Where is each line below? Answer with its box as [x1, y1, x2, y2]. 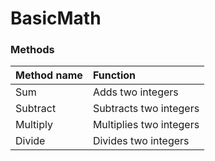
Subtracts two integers [92, 102, 200, 116]
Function [92, 68, 137, 82]
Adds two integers [92, 85, 179, 99]
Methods [10, 43, 55, 57]
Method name [15, 68, 83, 82]
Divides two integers [92, 134, 190, 148]
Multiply [15, 118, 53, 132]
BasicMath [10, 7, 102, 30]
